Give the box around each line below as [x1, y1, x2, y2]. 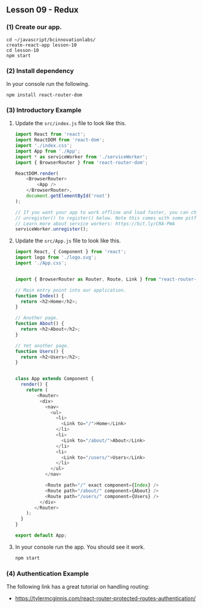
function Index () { [14, 293, 65, 299]
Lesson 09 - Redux [6, 5, 79, 15]
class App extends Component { [14, 376, 94, 382]
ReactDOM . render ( [14, 170, 59, 176]
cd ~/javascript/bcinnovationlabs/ [6, 36, 96, 43]
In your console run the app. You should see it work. [14, 543, 145, 551]
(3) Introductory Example [6, 106, 82, 114]
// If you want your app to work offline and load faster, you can [14, 209, 188, 215]
